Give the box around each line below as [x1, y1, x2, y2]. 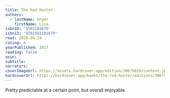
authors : [5, 12, 24, 17]
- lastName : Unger [10, 17, 49, 22]
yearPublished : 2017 [5, 45, 49, 50]
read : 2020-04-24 [5, 36, 42, 41]
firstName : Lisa [14, 21, 49, 27]
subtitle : [5, 59, 26, 64]
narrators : [5, 64, 28, 69]
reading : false [5, 50, 37, 55]
